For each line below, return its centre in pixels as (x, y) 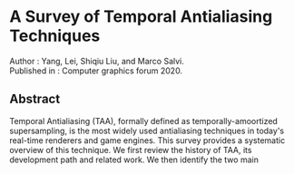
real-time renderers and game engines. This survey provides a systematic (147, 140)
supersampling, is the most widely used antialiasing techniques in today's (147, 130)
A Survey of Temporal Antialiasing (141, 17)
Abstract (35, 99)
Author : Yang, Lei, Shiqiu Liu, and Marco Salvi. (97, 61)
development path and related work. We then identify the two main (134, 159)
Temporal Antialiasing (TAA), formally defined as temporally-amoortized (144, 121)
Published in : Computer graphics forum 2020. (96, 71)
